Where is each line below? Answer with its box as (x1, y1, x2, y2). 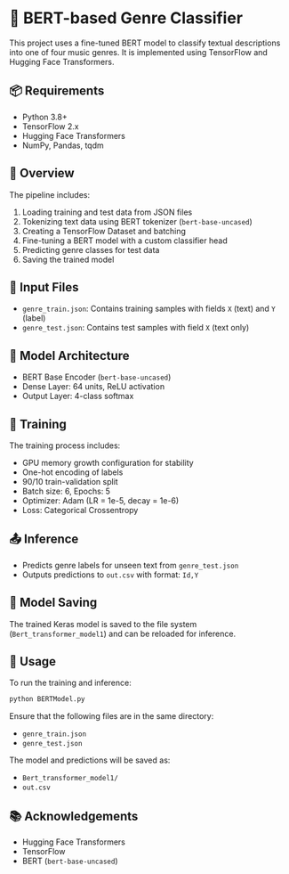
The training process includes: (9, 440, 121, 451)
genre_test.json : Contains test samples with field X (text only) (21, 323, 250, 333)
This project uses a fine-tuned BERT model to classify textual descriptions (9, 37, 281, 48)
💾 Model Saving (9, 595, 98, 610)
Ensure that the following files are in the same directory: (9, 711, 214, 722)
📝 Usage (9, 654, 56, 669)
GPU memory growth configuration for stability (21, 458, 194, 468)
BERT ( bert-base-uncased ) (21, 855, 118, 867)
